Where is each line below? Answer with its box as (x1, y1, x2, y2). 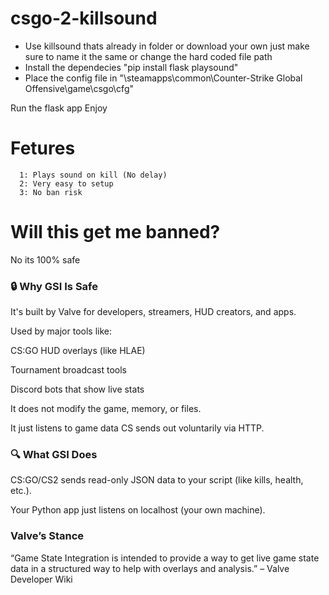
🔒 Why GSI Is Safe (10, 279, 98, 293)
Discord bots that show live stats (10, 383, 145, 396)
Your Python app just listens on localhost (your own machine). (10, 504, 266, 516)
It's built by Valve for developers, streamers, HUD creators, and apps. (10, 306, 297, 318)
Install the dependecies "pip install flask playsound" (24, 61, 239, 73)
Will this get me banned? (10, 221, 221, 244)
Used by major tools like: (10, 325, 112, 337)
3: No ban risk (19, 187, 83, 197)
